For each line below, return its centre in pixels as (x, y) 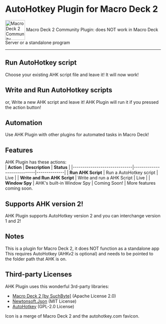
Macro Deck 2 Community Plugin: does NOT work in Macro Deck (92, 29)
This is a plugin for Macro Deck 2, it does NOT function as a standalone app (82, 248)
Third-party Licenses (39, 274)
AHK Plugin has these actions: (36, 162)
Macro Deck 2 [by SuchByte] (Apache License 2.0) (64, 296)
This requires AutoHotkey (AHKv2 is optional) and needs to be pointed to (79, 253)
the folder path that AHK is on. (36, 259)
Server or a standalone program (38, 42)
